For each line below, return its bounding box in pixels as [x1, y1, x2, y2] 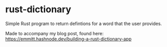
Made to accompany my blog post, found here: [5, 30, 104, 36]
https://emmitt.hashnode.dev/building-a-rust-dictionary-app [5, 36, 132, 42]
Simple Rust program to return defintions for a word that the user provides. [5, 20, 162, 27]
